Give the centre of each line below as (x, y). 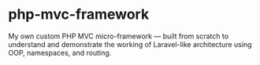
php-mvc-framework (79, 14)
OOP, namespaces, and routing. (60, 52)
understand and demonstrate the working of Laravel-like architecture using (130, 44)
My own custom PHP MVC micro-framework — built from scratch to (119, 36)
